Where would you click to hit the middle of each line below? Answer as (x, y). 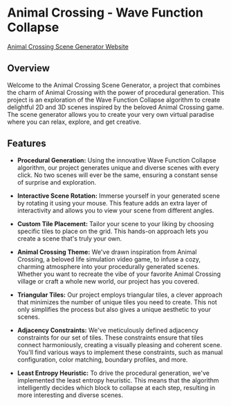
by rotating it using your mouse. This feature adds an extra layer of (112, 203)
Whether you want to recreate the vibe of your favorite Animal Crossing (119, 274)
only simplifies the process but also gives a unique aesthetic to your (114, 309)
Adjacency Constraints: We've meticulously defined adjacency (108, 330)
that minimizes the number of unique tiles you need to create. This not (117, 302)
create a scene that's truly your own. (70, 238)
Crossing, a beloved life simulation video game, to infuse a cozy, (109, 259)
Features (27, 144)
